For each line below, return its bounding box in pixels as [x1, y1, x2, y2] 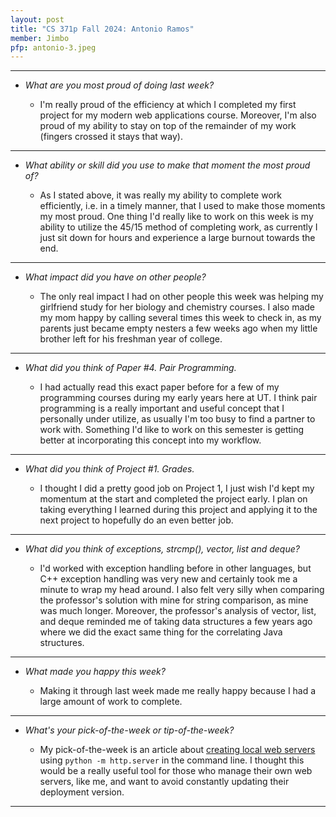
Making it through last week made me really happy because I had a [39, 685, 317, 697]
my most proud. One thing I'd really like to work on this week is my [39, 211, 314, 223]
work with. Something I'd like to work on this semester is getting [39, 424, 305, 436]
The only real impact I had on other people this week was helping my [39, 291, 324, 303]
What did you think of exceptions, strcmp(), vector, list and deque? [24, 543, 300, 555]
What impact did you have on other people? [24, 271, 207, 283]
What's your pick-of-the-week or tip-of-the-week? [24, 724, 235, 736]
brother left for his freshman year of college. [39, 333, 223, 345]
